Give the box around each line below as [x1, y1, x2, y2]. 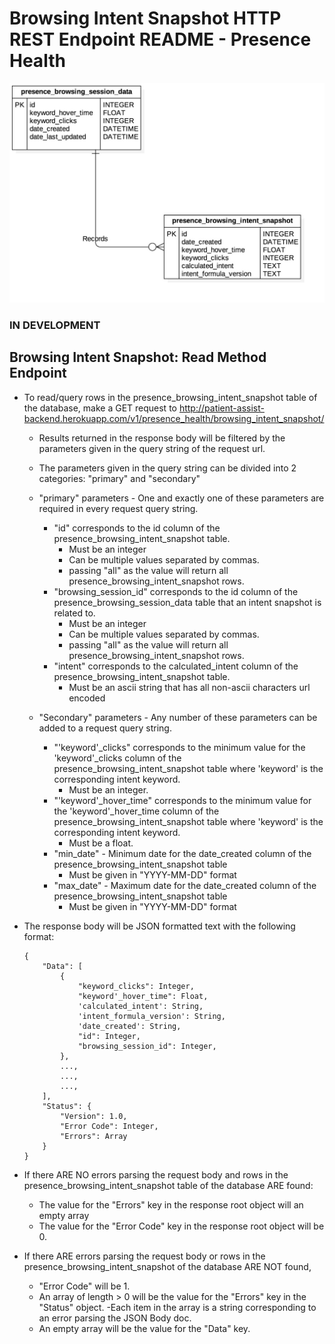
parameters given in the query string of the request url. [38, 442, 266, 454]
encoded [68, 692, 106, 704]
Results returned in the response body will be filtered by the [38, 432, 286, 444]
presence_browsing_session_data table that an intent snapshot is [53, 596, 322, 608]
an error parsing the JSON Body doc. [38, 1312, 192, 1324]
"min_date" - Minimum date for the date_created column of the [53, 847, 312, 859]
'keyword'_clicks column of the [53, 752, 182, 764]
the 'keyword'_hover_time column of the [53, 805, 220, 817]
